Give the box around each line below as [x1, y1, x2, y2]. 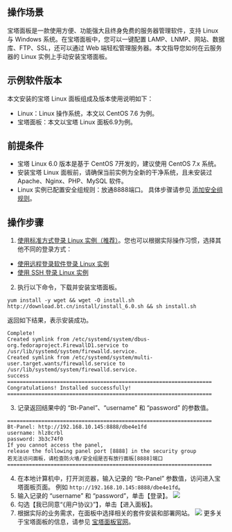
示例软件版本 [7, 75, 62, 87]
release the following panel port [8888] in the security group [7, 448, 197, 455]
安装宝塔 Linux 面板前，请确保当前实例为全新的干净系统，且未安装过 [17, 169, 213, 177]
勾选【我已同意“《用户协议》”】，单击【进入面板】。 [17, 500, 157, 508]
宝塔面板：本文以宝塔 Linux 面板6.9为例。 [17, 117, 136, 126]
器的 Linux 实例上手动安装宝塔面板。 [7, 52, 111, 60]
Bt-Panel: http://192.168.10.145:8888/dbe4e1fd [7, 424, 148, 431]
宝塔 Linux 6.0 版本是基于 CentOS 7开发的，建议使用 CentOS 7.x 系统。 [17, 160, 220, 168]
